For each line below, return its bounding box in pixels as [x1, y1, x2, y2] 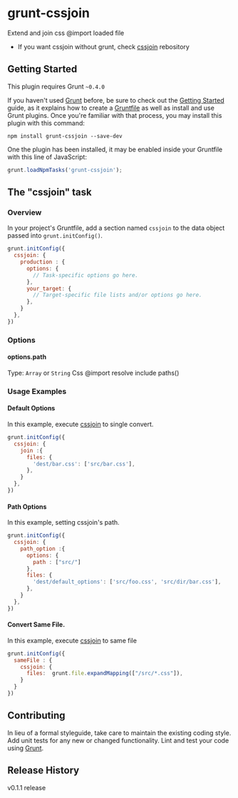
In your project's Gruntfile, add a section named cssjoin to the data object [7, 223, 225, 233]
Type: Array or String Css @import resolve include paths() [7, 368, 180, 377]
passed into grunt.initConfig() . [7, 231, 103, 240]
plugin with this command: [7, 118, 86, 127]
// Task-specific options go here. [33, 271, 139, 279]
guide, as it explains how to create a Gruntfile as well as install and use [7, 103, 215, 112]
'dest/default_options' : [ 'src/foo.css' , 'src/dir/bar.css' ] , [33, 578, 222, 586]
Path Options [7, 502, 47, 511]
